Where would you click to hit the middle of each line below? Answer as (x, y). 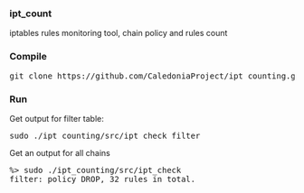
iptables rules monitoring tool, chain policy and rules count (119, 33)
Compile (28, 57)
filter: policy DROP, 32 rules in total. (103, 179)
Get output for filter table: (57, 118)
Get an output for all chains (60, 152)
